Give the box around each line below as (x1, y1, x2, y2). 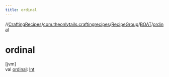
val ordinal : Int (5, 66, 35, 72)
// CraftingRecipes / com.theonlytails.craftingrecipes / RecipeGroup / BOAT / (5, 21, 153, 27)
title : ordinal (5, 7, 37, 13)
